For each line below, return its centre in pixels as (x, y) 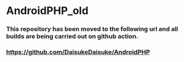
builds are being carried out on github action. (72, 36)
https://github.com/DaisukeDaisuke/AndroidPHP (78, 52)
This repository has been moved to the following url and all (92, 29)
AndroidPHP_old (47, 11)
